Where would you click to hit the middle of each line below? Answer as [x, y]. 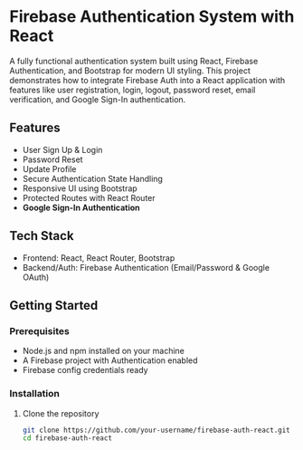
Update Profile [49, 168]
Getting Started [54, 305]
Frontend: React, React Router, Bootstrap [99, 258]
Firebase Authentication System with [152, 17]
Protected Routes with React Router [89, 197]
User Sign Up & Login [62, 149]
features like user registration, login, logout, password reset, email [133, 90]
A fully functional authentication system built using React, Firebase [134, 61]
